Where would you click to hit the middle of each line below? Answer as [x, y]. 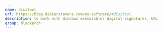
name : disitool [21, 9]
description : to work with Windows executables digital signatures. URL [81, 18]
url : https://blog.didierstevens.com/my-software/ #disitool [68, 14]
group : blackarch [23, 23]
